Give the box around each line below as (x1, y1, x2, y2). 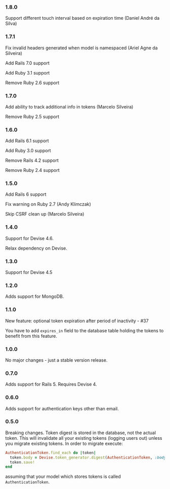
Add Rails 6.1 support (5, 138, 49, 144)
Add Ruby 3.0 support (5, 148, 52, 154)
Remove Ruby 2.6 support (5, 80, 60, 86)
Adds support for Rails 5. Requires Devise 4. (5, 381, 97, 388)
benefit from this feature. (5, 333, 57, 339)
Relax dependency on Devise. (5, 245, 67, 251)
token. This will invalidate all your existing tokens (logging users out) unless (5, 435, 163, 441)
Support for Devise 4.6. (5, 235, 54, 241)
